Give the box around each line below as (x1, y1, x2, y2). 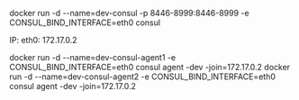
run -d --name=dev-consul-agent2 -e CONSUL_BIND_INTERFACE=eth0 (9, 71, 276, 82)
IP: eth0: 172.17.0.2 (9, 35, 78, 45)
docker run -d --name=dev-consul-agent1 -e (9, 52, 177, 62)
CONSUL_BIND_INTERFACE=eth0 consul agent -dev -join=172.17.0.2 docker (9, 62, 291, 72)
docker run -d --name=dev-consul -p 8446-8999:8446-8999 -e (9, 8, 249, 18)
